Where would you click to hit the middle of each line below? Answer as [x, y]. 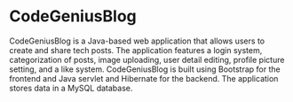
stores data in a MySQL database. [71, 88]
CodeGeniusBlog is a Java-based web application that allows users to [137, 41]
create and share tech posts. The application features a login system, [136, 50]
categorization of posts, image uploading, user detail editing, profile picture [147, 59]
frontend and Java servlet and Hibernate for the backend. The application [144, 78]
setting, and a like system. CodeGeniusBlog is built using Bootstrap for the [145, 69]
